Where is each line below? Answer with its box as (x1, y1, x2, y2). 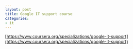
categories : (5, 16, 29, 21)
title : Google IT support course (5, 12, 73, 16)
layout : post (5, 7, 32, 12)
